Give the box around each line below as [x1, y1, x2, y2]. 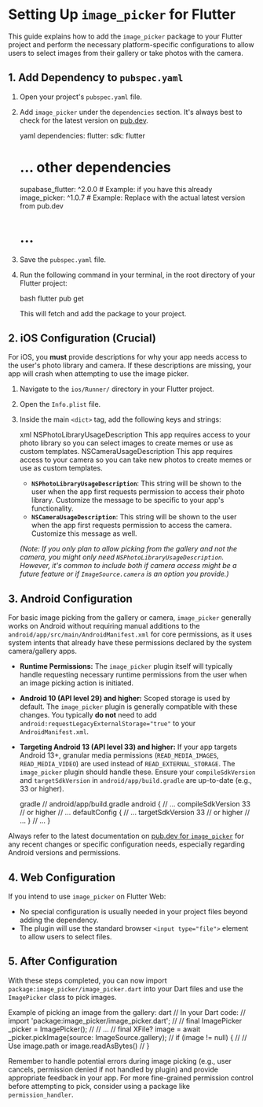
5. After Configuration [8, 954, 118, 969]
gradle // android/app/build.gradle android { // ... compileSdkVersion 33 [19, 799, 251, 809]
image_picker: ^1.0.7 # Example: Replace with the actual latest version [19, 193, 246, 202]
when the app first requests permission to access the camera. [31, 521, 232, 530]
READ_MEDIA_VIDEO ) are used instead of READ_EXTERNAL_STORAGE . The [19, 759, 236, 769]
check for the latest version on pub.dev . [19, 116, 149, 125]
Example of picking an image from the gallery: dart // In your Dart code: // [8, 1007, 246, 1017]
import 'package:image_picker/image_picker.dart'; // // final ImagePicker [8, 1016, 242, 1025]
